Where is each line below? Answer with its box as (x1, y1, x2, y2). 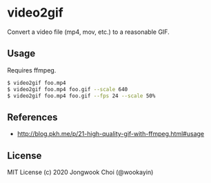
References (7, 111, 58, 123)
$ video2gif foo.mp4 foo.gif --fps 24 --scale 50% (7, 92, 156, 99)
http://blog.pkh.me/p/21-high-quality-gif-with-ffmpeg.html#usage (17, 130, 205, 138)
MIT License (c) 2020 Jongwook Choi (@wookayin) (7, 168, 154, 176)
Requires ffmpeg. (7, 66, 57, 74)
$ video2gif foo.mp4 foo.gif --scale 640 (7, 86, 128, 93)
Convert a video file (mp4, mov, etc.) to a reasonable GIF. (7, 28, 170, 36)
